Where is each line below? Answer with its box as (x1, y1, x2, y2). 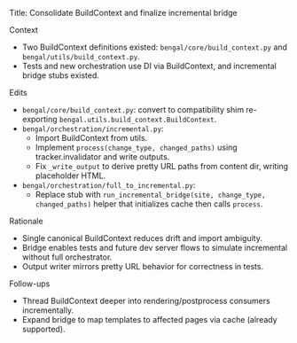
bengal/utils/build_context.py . (21, 51, 140, 61)
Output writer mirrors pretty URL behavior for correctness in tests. (21, 261, 264, 271)
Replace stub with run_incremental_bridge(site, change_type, (35, 190, 266, 199)
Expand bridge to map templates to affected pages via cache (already (21, 315, 277, 324)
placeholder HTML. (35, 170, 106, 181)
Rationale (9, 216, 43, 226)
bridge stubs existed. (21, 70, 100, 81)
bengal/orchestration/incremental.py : (21, 123, 164, 134)
